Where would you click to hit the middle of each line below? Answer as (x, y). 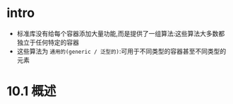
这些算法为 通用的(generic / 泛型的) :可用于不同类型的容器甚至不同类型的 (121, 51)
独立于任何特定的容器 (48, 42)
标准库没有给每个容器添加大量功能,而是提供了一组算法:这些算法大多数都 (121, 33)
